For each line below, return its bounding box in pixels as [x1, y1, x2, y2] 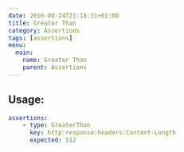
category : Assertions [8, 26, 80, 34]
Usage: [8, 93, 45, 107]
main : [15, 49, 34, 57]
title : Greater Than [8, 19, 77, 27]
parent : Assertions [22, 64, 88, 72]
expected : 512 [29, 136, 77, 144]
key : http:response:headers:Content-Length [29, 129, 177, 137]
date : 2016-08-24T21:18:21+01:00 [8, 11, 119, 20]
